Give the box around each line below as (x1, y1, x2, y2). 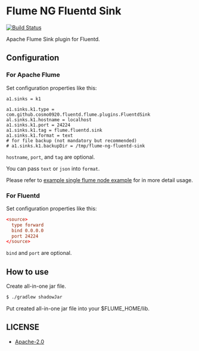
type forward (11, 222, 44, 228)
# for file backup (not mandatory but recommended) (6, 137, 137, 144)
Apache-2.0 (14, 338, 45, 345)
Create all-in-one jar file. (6, 282, 67, 290)
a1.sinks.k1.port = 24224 (6, 122, 70, 128)
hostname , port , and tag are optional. (6, 153, 95, 161)
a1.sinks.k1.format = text (6, 133, 73, 138)
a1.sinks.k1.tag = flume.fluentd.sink (6, 127, 102, 133)
